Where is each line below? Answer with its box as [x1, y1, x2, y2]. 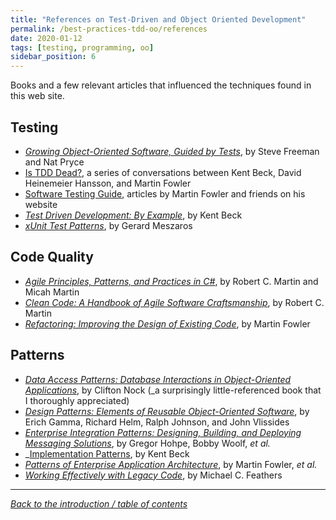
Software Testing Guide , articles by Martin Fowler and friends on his [24, 187, 306, 200]
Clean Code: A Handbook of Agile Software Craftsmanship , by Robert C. [24, 296, 325, 308]
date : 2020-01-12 [10, 33, 83, 43]
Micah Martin [24, 286, 80, 298]
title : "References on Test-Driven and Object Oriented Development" [10, 14, 307, 25]
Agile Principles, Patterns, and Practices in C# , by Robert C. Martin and [24, 275, 319, 287]
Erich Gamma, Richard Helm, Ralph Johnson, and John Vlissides [24, 416, 290, 428]
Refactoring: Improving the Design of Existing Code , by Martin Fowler [24, 317, 311, 330]
